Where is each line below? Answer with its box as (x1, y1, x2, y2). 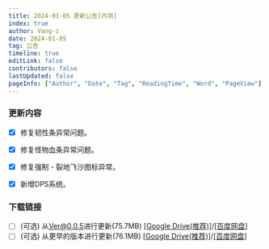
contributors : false (8, 65, 78, 73)
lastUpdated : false (8, 72, 74, 80)
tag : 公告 (8, 42, 39, 50)
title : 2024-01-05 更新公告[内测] (8, 11, 117, 20)
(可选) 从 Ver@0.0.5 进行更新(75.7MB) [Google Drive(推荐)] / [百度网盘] (19, 222, 248, 231)
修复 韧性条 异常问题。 (19, 127, 91, 137)
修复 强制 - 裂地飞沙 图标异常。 (19, 162, 120, 171)
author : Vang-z (8, 27, 60, 35)
